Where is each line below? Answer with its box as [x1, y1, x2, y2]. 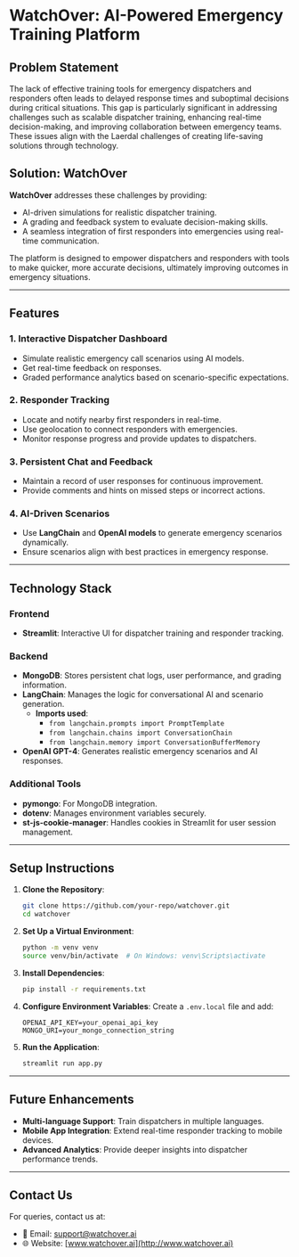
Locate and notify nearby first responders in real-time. [21, 414, 222, 424]
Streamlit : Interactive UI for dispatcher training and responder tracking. [21, 628, 285, 638]
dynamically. [21, 537, 69, 548]
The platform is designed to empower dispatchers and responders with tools [9, 252, 290, 263]
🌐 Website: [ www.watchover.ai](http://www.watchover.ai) [21, 1238, 234, 1249]
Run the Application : [21, 1041, 100, 1052]
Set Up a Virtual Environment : [21, 926, 134, 937]
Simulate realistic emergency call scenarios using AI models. [21, 353, 245, 364]
